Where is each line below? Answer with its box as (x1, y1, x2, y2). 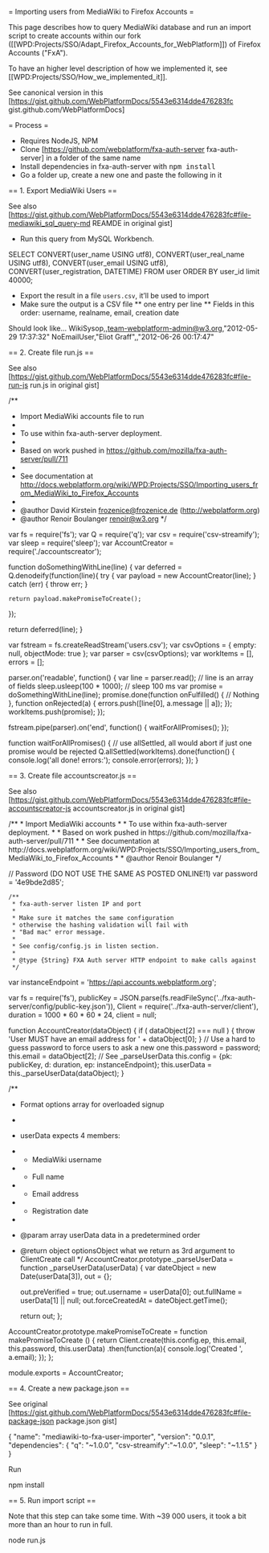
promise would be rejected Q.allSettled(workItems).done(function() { (8, 747, 235, 756)
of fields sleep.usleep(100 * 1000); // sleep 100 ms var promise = (8, 681, 223, 691)
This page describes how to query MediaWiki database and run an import (8, 23, 251, 31)
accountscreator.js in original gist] (72, 803, 185, 813)
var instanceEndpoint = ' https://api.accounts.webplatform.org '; (8, 977, 217, 987)
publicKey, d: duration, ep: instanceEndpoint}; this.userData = (8, 1060, 213, 1069)
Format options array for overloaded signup (19, 1099, 165, 1109)
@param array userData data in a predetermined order (19, 1230, 201, 1239)
